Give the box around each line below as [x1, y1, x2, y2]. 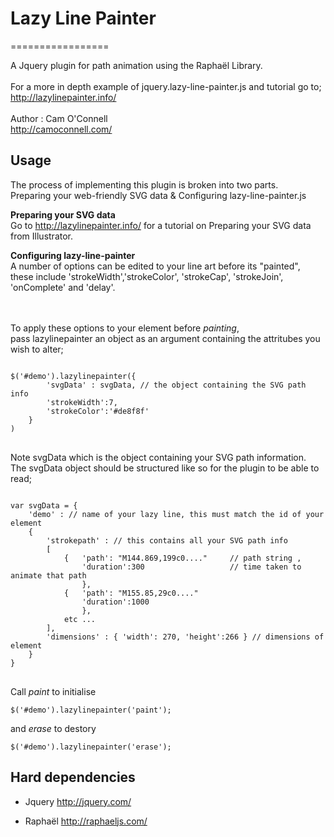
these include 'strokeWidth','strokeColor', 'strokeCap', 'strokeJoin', [10, 270, 284, 282]
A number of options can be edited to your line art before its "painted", [10, 260, 301, 272]
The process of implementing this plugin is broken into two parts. [10, 178, 279, 191]
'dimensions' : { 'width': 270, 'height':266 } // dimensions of [46, 632, 325, 642]
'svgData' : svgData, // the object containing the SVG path [46, 380, 307, 390]
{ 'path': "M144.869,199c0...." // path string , [63, 553, 302, 563]
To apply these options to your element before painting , [10, 322, 240, 334]
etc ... [63, 614, 97, 624]
